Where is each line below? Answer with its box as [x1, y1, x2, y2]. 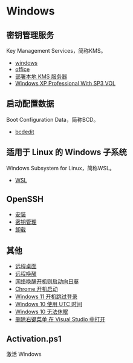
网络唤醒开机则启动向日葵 [15, 278, 79, 285]
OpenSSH [6, 194, 44, 204]
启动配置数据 [6, 99, 54, 109]
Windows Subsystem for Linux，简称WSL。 [6, 164, 115, 172]
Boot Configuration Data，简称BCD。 [6, 116, 99, 123]
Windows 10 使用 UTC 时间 [15, 301, 83, 308]
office [15, 65, 30, 73]
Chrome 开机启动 [15, 285, 59, 293]
